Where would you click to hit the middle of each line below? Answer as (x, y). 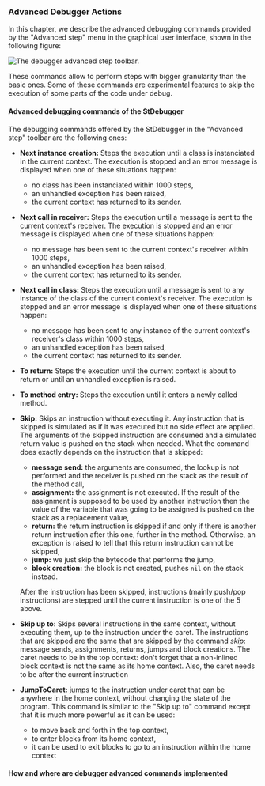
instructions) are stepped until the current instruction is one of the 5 (130, 600)
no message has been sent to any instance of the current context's (141, 330)
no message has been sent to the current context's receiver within (140, 249)
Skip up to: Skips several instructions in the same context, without (127, 624)
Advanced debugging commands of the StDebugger (96, 111)
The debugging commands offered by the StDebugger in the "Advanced (126, 129)
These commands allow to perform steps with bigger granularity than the (127, 77)
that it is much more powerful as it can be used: (97, 715)
